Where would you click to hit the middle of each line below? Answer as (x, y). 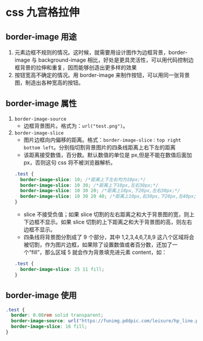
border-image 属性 (41, 104)
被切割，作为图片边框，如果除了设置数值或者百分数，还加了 (98, 245)
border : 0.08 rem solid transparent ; (57, 316)
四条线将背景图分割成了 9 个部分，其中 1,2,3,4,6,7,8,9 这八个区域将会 (109, 237)
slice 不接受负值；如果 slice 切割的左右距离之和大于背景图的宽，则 (106, 214)
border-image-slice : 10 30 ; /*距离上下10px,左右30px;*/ (89, 185)
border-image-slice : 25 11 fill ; (62, 269)
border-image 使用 (41, 295)
